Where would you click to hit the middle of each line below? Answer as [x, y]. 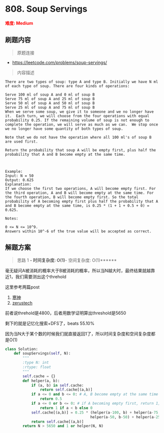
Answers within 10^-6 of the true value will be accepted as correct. [78, 231]
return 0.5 [51, 399]
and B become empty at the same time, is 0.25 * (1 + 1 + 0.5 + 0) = [77, 206]
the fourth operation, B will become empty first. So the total [72, 197]
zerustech [22, 303]
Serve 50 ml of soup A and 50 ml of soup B [50, 103]
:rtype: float [37, 367]
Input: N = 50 [20, 176]
